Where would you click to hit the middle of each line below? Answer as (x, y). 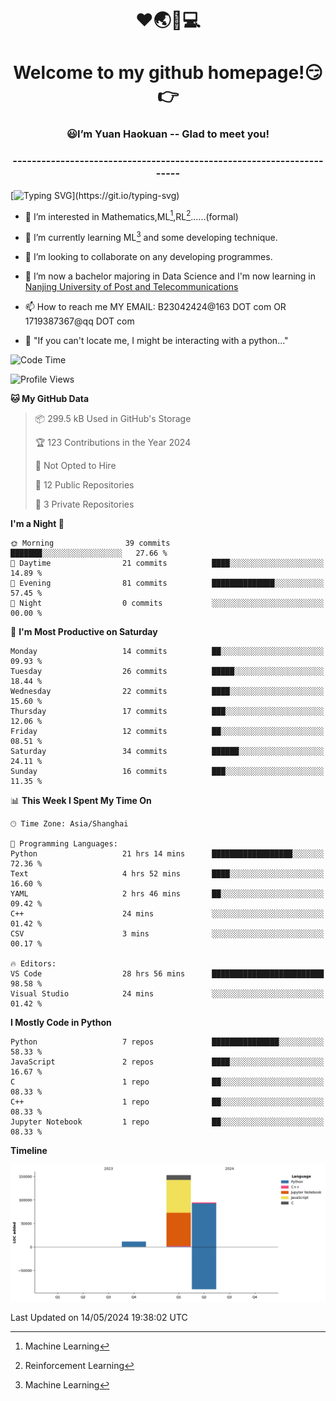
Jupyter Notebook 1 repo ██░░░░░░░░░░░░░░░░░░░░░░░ (167, 1122)
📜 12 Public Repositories (84, 484)
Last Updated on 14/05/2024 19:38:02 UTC (99, 1318)
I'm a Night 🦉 (37, 523)
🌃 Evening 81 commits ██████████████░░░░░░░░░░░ (167, 583)
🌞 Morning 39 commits (90, 543)
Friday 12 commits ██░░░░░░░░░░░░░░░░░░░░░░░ (167, 731)
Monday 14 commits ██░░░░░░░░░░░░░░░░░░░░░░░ (167, 651)
